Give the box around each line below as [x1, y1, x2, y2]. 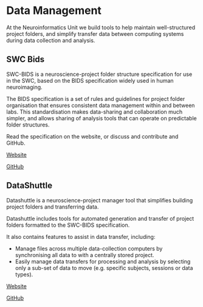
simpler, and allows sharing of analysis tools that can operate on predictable [6, 114, 197, 122]
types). [15, 271, 33, 278]
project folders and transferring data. [6, 203, 99, 210]
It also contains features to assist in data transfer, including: [6, 233, 156, 240]
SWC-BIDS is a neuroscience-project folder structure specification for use [6, 71, 193, 78]
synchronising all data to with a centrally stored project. [15, 251, 154, 258]
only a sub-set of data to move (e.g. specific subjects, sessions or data [15, 264, 193, 271]
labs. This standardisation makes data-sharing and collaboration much [6, 108, 183, 116]
